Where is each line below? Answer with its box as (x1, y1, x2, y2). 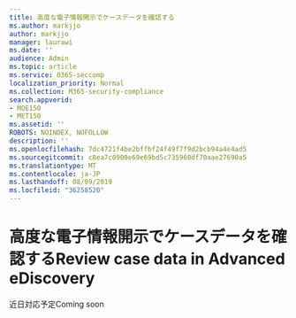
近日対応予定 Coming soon (9, 299, 104, 309)
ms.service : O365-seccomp (9, 71, 104, 80)
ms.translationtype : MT (9, 161, 97, 170)
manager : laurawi (9, 37, 73, 47)
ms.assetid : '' (9, 120, 65, 129)
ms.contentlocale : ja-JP (9, 169, 101, 178)
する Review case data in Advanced (25, 249, 285, 269)
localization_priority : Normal (9, 79, 125, 88)
